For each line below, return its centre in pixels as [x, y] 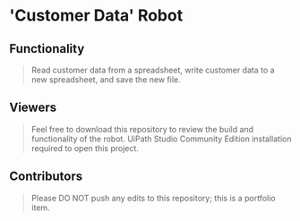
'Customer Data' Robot [96, 16]
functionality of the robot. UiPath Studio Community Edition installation [161, 139]
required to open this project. [85, 148]
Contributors [46, 177]
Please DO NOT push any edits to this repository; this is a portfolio [153, 198]
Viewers [33, 108]
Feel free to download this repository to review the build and [142, 129]
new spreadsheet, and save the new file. [106, 80]
